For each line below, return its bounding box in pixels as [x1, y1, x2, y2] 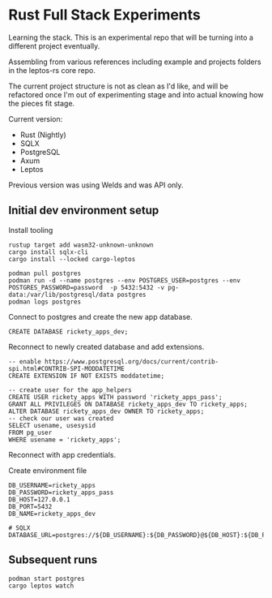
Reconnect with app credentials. [8, 450, 117, 459]
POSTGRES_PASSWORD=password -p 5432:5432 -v [8, 283, 164, 291]
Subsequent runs [8, 553, 98, 567]
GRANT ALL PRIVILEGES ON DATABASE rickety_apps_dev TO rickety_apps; [8, 400, 249, 408]
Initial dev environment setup [8, 204, 159, 217]
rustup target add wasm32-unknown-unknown [8, 241, 154, 249]
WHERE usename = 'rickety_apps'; [8, 436, 121, 444]
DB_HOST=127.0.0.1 [8, 495, 70, 504]
